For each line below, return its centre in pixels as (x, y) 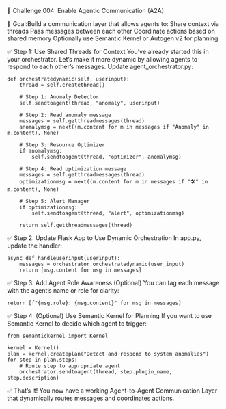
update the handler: (35, 246)
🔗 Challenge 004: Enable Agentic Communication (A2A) (85, 11)
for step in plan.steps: (42, 360)
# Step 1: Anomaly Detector (59, 97)
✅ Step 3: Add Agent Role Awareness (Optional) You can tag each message (113, 283)
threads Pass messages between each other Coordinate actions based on (111, 31)
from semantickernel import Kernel (58, 336)
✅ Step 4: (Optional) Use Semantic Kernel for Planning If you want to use (109, 316)
